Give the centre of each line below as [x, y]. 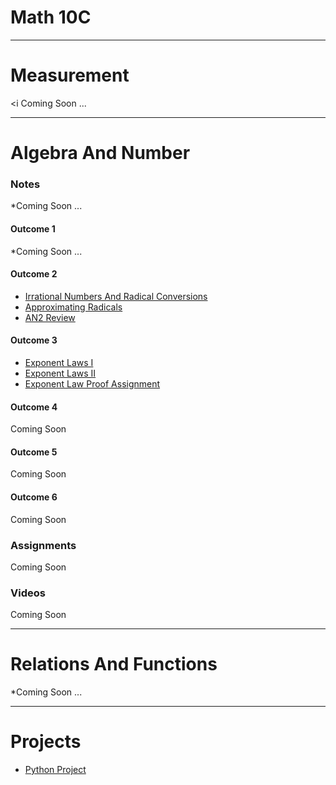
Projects [46, 742]
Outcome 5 [34, 452]
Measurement [70, 75]
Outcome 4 [34, 407]
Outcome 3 [34, 340]
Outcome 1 [33, 228]
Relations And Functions [114, 664]
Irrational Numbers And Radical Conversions [116, 296]
